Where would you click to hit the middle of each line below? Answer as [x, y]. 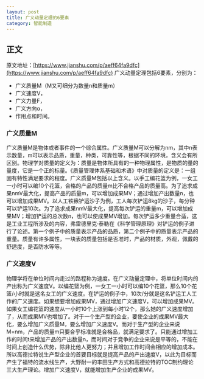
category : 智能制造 [29, 23]
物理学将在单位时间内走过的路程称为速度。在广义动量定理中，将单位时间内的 [102, 278]
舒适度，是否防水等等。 [36, 246]
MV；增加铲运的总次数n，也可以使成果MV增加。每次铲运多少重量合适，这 [104, 216]
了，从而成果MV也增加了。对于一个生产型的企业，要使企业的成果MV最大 [97, 316]
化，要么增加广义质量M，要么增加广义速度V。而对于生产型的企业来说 [93, 324]
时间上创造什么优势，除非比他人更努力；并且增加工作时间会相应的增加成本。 [102, 347]
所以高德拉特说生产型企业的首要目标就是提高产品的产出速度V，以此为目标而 [101, 354]
